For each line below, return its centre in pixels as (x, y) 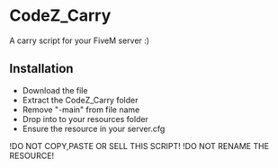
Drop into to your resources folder (85, 119)
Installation (41, 69)
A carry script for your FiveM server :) (80, 40)
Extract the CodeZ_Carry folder (80, 100)
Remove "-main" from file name (81, 110)
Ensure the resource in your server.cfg (94, 128)
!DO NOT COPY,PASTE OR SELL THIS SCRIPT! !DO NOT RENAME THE (139, 146)
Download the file (55, 90)
